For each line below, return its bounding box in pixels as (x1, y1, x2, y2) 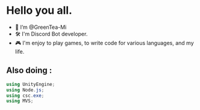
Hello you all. (6, 4, 72, 17)
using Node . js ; (6, 87, 45, 93)
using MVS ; (6, 98, 34, 104)
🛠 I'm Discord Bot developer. (14, 30, 88, 37)
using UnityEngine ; (6, 81, 55, 87)
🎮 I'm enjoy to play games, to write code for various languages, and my (14, 39, 194, 46)
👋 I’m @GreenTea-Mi (14, 23, 67, 31)
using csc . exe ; (6, 93, 45, 99)
